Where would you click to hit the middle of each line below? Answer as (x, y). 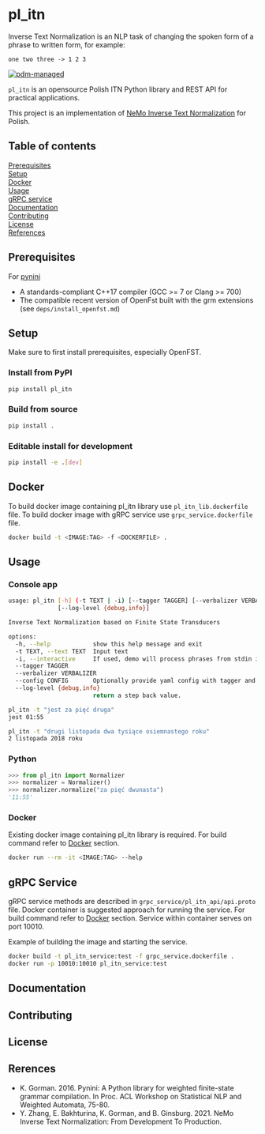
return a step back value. (137, 695)
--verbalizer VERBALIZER (56, 673)
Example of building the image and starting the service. (98, 942)
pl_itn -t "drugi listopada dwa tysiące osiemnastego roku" (109, 731)
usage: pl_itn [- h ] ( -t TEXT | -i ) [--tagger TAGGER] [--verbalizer (123, 601)
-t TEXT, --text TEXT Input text (72, 651)
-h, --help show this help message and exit (109, 644)
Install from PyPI (40, 373)
